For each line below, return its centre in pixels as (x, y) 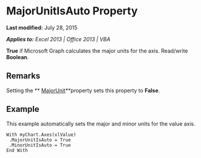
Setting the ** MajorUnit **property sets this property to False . (83, 90)
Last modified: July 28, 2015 (42, 28)
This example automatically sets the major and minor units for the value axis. (101, 123)
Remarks (23, 76)
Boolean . (17, 57)
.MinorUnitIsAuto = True (40, 145)
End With (17, 150)
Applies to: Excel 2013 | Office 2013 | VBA (58, 39)
